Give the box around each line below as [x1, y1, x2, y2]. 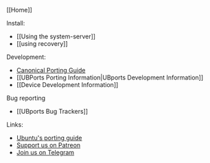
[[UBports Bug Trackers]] [16, 108, 89, 115]
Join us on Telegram [16, 149, 75, 156]
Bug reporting [6, 94, 46, 102]
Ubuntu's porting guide [16, 134, 82, 142]
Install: [6, 19, 25, 27]
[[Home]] [6, 6, 32, 14]
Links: [6, 121, 23, 129]
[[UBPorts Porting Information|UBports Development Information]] [16, 73, 204, 81]
